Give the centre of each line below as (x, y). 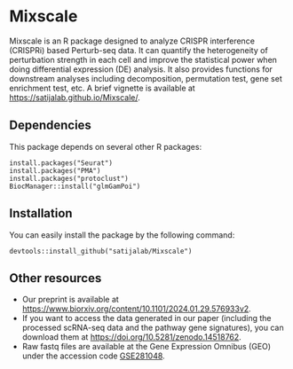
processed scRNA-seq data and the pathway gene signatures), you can (153, 328)
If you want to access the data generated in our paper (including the (146, 318)
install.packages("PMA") (55, 170)
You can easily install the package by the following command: (122, 235)
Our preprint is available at (71, 300)
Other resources (55, 278)
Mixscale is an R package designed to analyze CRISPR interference (132, 41)
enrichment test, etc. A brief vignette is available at (102, 88)
